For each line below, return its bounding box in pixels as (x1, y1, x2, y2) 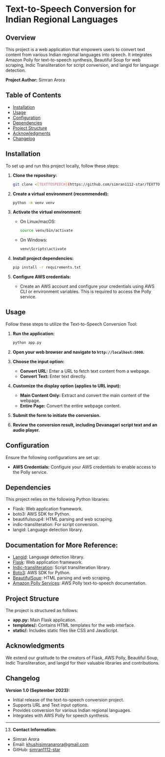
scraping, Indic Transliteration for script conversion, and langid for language (5, 62, 159, 68)
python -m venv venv (12, 200, 55, 205)
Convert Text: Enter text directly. (20, 373, 87, 379)
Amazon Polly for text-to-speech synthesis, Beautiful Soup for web (5, 57, 141, 62)
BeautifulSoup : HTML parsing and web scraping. (12, 575, 111, 581)
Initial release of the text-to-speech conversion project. (12, 697, 124, 702)
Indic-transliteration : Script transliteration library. (12, 564, 111, 571)
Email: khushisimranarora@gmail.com (12, 741, 89, 747)
